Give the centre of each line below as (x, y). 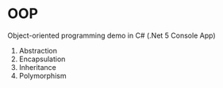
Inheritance (38, 67)
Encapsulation (42, 59)
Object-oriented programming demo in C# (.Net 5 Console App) (111, 35)
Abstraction (38, 50)
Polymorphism (42, 75)
